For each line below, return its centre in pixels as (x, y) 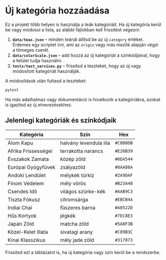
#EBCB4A (124, 199)
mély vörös (73, 183)
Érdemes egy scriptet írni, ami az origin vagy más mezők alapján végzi (85, 44)
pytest (12, 90)
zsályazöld (73, 167)
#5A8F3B (124, 224)
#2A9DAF (124, 175)
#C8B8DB (124, 143)
